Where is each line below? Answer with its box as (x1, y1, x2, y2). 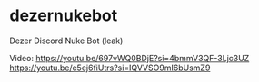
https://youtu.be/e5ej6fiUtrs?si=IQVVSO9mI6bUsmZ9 (9, 62, 211, 73)
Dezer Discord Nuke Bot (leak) (9, 35, 124, 46)
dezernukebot (9, 5, 118, 26)
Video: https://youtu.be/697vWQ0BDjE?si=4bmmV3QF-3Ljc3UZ (9, 52, 250, 63)
